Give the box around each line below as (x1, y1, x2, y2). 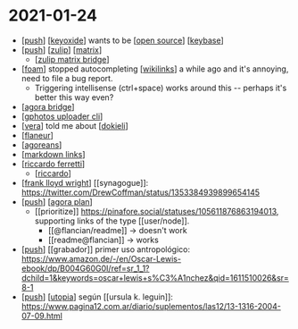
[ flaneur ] (21, 130, 54, 140)
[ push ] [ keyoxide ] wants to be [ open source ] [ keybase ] (21, 35, 224, 46)
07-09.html (21, 310, 63, 321)
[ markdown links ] (21, 148, 86, 159)
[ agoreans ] (21, 139, 62, 150)
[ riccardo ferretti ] (21, 158, 86, 169)
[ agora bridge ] (21, 101, 75, 112)
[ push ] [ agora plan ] (21, 196, 93, 207)
